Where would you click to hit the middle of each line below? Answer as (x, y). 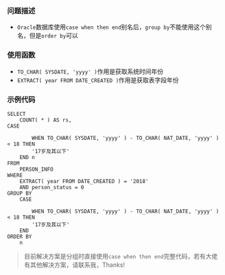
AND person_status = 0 (52, 187)
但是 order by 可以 (54, 36)
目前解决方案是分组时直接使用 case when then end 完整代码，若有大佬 (121, 256)
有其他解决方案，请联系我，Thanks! (74, 265)
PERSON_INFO (36, 169)
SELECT (16, 114)
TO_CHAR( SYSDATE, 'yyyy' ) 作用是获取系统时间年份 (90, 71)
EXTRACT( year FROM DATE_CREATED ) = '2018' (84, 181)
